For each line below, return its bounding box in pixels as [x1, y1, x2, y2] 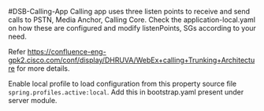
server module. [8, 96, 58, 105]
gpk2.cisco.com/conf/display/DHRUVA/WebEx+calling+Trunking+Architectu [8, 55, 255, 65]
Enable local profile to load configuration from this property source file [8, 79, 237, 88]
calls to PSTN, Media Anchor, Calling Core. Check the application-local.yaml [8, 15, 256, 24]
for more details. [17, 64, 70, 73]
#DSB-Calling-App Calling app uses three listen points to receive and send [8, 7, 251, 16]
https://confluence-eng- [27, 47, 106, 56]
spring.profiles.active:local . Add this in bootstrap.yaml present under [8, 87, 244, 97]
